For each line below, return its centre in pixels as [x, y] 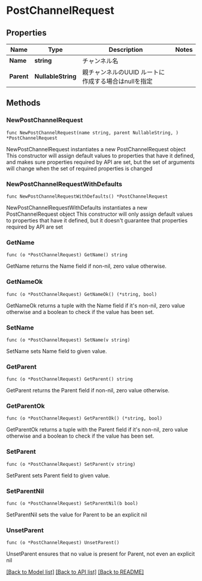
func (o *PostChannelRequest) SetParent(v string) [71, 464]
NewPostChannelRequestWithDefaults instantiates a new [77, 207]
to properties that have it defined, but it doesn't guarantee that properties [97, 220]
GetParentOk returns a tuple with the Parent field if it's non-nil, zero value [97, 430]
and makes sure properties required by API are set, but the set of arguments [100, 162]
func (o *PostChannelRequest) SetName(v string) [68, 340]
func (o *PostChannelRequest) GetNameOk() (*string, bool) [82, 294]
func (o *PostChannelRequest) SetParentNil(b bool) [72, 504]
